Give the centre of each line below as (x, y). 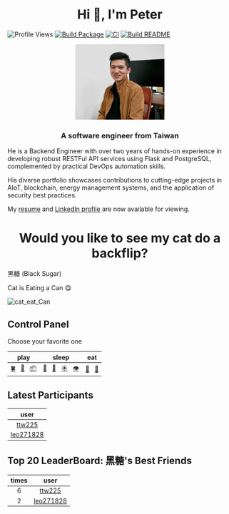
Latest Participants (51, 395)
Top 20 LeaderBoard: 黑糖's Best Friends (100, 461)
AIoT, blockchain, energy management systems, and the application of (111, 187)
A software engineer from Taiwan (120, 136)
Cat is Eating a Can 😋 (40, 288)
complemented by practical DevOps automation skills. (87, 166)
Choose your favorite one (45, 341)
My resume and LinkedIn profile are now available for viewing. (99, 209)
